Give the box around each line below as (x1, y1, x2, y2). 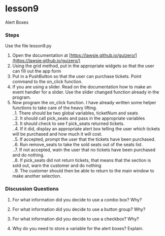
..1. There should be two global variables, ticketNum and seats (12, 110, 138, 116)
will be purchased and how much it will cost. (12, 131, 102, 137)
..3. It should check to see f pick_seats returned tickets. (12, 120, 125, 126)
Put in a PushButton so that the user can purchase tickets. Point (12, 74, 142, 79)
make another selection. (12, 173, 62, 179)
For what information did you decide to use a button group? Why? (12, 206, 146, 212)
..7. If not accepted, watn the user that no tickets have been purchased (12, 147, 156, 153)
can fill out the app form (12, 68, 62, 74)
